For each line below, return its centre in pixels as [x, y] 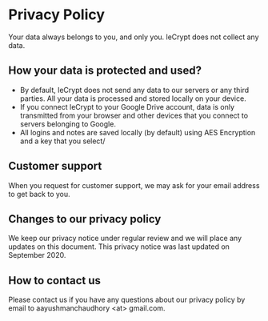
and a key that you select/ [62, 141]
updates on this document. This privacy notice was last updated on [119, 247]
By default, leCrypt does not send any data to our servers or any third [134, 90]
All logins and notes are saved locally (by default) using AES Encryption [138, 132]
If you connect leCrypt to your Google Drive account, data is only [127, 106]
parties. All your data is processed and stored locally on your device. [133, 98]
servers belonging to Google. [68, 124]
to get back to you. [39, 194]
